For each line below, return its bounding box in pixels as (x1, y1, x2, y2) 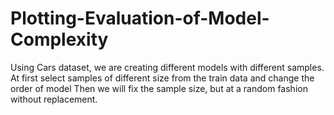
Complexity (10, 28, 109, 51)
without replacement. (10, 93, 98, 105)
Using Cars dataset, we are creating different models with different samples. (10, 61, 325, 73)
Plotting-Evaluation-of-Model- (10, 7, 270, 30)
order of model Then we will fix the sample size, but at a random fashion (10, 82, 308, 94)
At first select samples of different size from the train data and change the (10, 72, 315, 84)
